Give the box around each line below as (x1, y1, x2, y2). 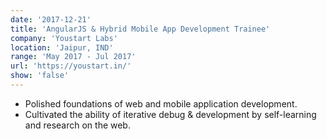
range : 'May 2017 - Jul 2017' (10, 52, 137, 62)
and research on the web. (24, 119, 131, 131)
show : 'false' (10, 71, 70, 81)
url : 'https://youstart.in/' (10, 61, 132, 71)
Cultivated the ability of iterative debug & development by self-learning (24, 108, 317, 120)
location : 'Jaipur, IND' (10, 42, 114, 53)
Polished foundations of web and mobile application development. (24, 97, 298, 110)
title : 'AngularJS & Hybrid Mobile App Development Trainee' (10, 24, 271, 34)
